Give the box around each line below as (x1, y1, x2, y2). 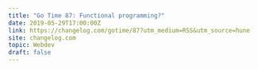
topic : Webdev (8, 41, 56, 49)
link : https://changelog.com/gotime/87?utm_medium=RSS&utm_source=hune (8, 26, 250, 34)
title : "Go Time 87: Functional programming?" (8, 11, 165, 20)
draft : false (8, 48, 52, 56)
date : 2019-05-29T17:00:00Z (8, 19, 102, 27)
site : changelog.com (8, 33, 77, 42)
